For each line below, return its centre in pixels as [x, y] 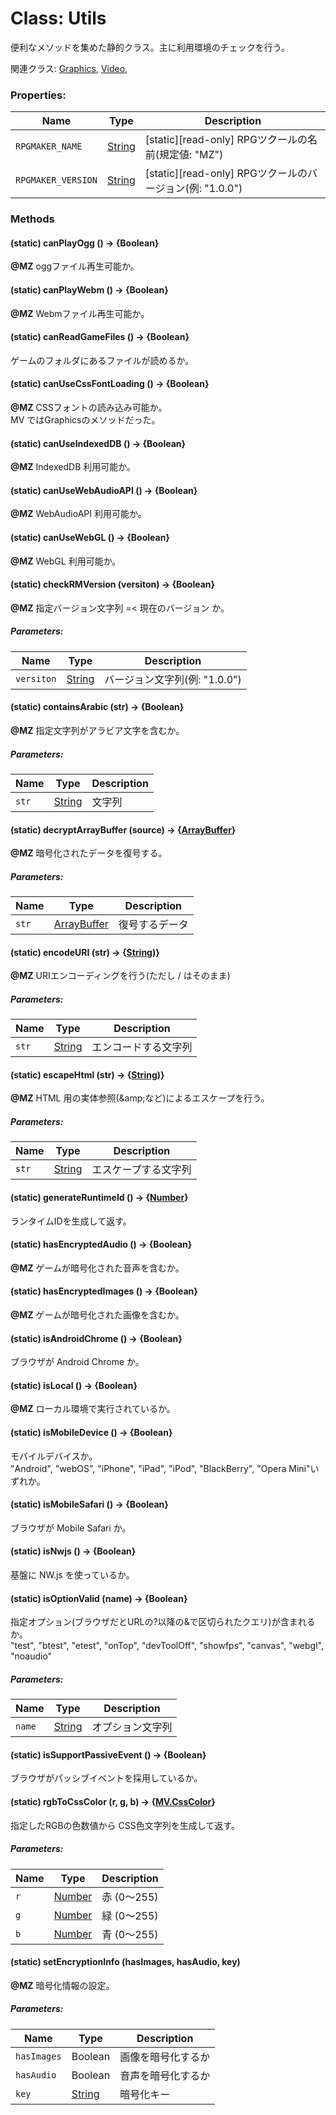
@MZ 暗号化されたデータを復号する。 [89, 853]
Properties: [38, 95]
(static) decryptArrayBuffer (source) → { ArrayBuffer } [123, 829]
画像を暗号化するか [165, 2057]
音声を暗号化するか [165, 2075]
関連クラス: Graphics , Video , [69, 68]
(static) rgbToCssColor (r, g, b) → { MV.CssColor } [113, 1802]
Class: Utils [58, 18]
